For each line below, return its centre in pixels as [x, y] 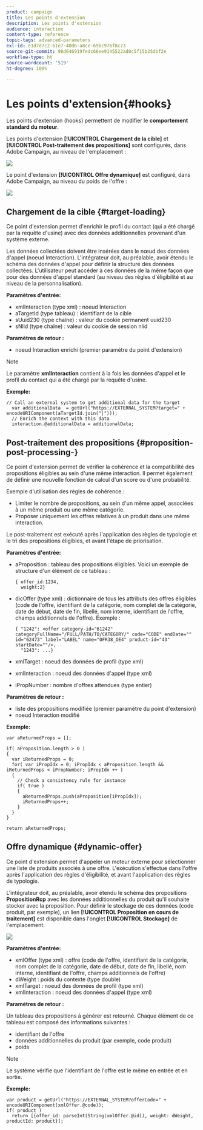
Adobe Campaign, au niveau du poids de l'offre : [67, 181]
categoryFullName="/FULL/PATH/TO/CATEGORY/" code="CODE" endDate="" [103, 634]
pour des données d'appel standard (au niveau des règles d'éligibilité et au [100, 277]
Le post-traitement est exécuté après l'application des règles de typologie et [101, 534]
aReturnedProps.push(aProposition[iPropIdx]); [82, 796]
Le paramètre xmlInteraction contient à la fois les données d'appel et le [96, 374]
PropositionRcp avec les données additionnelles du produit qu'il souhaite [98, 899]
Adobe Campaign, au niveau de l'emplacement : [66, 152]
